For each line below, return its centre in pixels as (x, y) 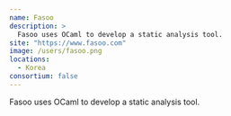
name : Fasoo (31, 18)
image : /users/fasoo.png (56, 51)
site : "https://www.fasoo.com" (68, 43)
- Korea (32, 68)
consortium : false (44, 76)
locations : (30, 59)
